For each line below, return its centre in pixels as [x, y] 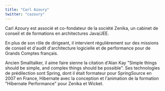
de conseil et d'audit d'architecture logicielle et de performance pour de [78, 48]
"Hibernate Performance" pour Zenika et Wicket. [54, 83]
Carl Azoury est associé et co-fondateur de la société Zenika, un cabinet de [82, 28]
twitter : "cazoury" [25, 14]
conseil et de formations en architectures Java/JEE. [57, 33]
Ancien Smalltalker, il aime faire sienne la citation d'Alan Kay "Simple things [81, 63]
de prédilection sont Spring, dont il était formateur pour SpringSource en [79, 73]
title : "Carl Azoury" [27, 10]
